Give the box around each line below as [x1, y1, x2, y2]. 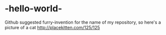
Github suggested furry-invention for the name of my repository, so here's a [4, 19, 161, 25]
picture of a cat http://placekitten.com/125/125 [4, 24, 100, 30]
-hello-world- [4, 3, 62, 14]
